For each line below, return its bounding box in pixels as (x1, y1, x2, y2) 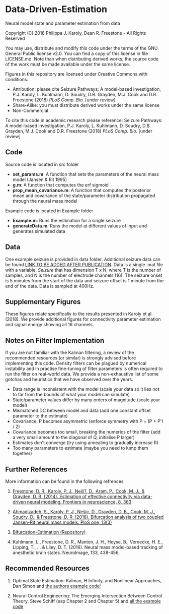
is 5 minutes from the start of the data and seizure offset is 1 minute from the (5, 277, 164, 283)
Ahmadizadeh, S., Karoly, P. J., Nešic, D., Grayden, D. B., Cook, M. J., (12, 509, 156, 515)
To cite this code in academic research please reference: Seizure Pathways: (5, 117, 162, 123)
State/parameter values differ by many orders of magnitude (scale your (12, 397, 160, 403)
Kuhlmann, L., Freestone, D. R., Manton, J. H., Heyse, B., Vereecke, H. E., (12, 539, 163, 545)
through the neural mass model (12, 198, 77, 204)
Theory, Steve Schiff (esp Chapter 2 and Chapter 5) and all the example (12, 598, 161, 604)
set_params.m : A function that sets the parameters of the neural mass (12, 171, 159, 177)
